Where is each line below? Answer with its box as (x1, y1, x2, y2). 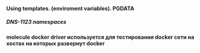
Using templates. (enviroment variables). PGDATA (6, 5, 135, 12)
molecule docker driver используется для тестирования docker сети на (6, 33, 195, 40)
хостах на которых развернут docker (6, 39, 105, 47)
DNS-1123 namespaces (6, 18, 67, 26)
